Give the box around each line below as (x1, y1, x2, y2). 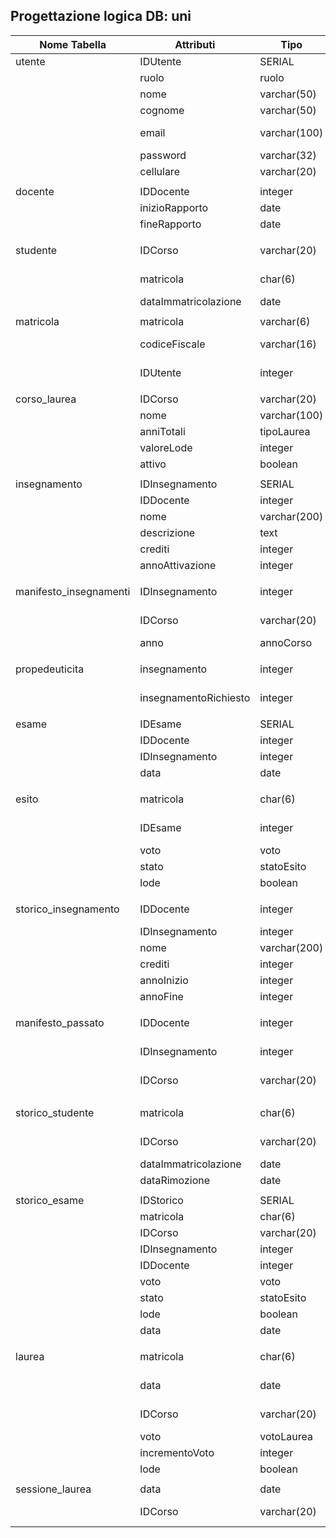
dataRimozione (139, 1173, 211, 1187)
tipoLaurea (259, 424, 311, 438)
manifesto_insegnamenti (15, 584, 131, 598)
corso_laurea (15, 392, 77, 406)
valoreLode (139, 440, 193, 454)
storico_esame (15, 1193, 85, 1207)
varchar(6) (259, 314, 311, 328)
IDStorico (139, 1193, 184, 1207)
